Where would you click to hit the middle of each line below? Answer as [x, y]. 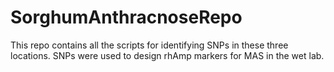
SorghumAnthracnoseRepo [126, 17]
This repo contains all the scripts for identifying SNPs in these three [149, 45]
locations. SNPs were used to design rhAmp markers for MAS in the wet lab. [167, 55]
